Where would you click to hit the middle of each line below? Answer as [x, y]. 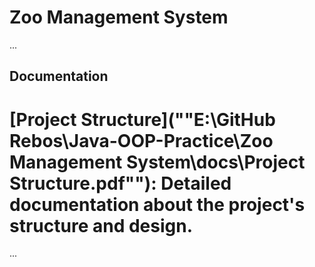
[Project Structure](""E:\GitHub [142, 119]
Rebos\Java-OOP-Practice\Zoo [141, 140]
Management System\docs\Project [157, 162]
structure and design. [101, 225]
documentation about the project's [157, 204]
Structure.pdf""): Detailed [120, 183]
